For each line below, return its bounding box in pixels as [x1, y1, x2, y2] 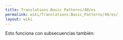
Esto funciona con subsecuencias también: [5, 30, 95, 36]
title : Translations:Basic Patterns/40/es [5, 7, 96, 12]
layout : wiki [5, 16, 33, 21]
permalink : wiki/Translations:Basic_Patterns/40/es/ [5, 12, 118, 17]
